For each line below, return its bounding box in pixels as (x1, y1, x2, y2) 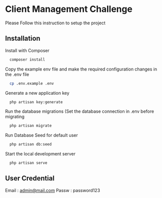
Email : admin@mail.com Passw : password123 (5, 187, 100, 193)
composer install (9, 57, 45, 62)
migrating (5, 114, 25, 120)
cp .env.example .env (9, 81, 54, 86)
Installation (5, 34, 40, 43)
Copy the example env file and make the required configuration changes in (5, 66, 157, 72)
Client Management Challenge (5, 3, 132, 15)
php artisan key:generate (9, 99, 63, 105)
